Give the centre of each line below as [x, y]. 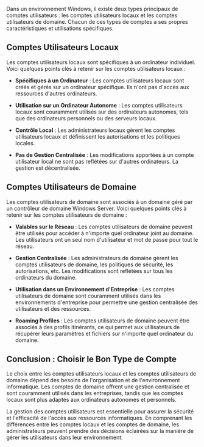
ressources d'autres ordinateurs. [56, 93]
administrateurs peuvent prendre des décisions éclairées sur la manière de [100, 431]
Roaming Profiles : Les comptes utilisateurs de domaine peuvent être [102, 321]
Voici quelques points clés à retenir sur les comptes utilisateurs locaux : [96, 68]
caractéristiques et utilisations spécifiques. [60, 28]
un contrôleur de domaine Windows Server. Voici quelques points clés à [97, 208]
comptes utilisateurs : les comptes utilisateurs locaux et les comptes [92, 15]
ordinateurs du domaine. [46, 277]
